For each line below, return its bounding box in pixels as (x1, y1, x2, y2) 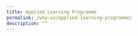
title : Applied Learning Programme (6, 9, 97, 15)
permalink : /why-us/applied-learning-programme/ (6, 15, 133, 21)
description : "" (6, 20, 48, 26)
